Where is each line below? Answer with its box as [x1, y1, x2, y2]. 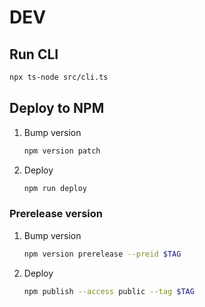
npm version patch [23, 146, 101, 156]
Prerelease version [9, 207, 103, 221]
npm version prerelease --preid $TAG [23, 249, 182, 259]
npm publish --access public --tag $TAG [23, 286, 195, 296]
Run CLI [9, 46, 59, 63]
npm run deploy [23, 183, 88, 193]
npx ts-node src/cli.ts [9, 72, 109, 82]
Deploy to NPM [9, 100, 105, 117]
